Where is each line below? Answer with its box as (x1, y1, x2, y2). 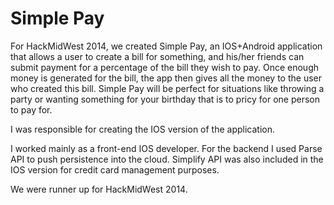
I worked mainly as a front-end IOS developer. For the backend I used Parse (10, 142, 323, 154)
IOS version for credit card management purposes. (10, 163, 220, 176)
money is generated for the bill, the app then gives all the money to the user (10, 72, 323, 84)
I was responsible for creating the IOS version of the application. (10, 123, 276, 135)
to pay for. (10, 103, 53, 116)
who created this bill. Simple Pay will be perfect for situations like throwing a (10, 82, 325, 94)
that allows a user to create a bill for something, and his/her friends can (10, 50, 305, 62)
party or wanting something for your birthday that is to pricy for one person (10, 93, 320, 105)
